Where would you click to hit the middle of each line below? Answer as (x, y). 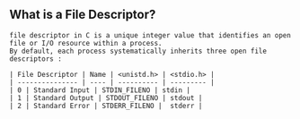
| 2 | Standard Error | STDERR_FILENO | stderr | (106, 106)
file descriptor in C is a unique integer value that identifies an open (150, 35)
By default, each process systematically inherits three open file (138, 51)
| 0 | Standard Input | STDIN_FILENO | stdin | (100, 90)
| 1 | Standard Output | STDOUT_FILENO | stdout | (106, 98)
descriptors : (36, 59)
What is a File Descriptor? (83, 15)
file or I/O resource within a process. (86, 43)
